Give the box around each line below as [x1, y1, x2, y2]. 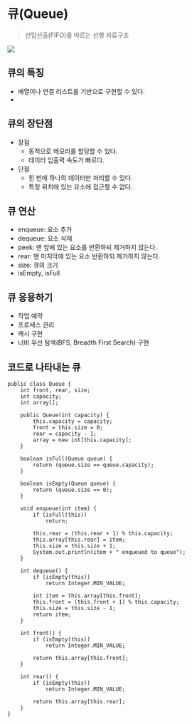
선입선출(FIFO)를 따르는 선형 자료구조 [24, 31, 129, 39]
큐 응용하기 [7, 291, 53, 303]
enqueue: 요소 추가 [17, 225, 73, 234]
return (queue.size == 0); [33, 486, 113, 493]
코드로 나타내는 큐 [7, 361, 81, 373]
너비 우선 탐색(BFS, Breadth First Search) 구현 [17, 338, 149, 347]
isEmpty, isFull [17, 269, 60, 278]
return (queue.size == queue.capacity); [33, 461, 154, 468]
